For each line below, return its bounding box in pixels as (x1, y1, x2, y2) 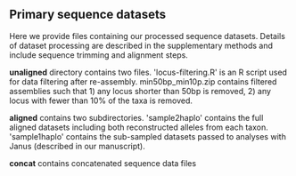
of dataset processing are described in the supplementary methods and (9, 40, 274, 51)
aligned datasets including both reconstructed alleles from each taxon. (9, 122, 269, 132)
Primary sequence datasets (9, 7, 167, 22)
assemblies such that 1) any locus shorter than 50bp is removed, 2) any (9, 85, 272, 96)
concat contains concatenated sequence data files (9, 157, 197, 168)
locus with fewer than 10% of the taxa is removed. (9, 95, 193, 106)
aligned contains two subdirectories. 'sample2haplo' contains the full (9, 112, 264, 123)
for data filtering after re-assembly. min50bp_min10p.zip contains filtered (9, 76, 277, 87)
